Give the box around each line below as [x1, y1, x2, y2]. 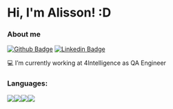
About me [7, 30, 41, 39]
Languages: [7, 79, 48, 88]
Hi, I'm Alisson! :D [7, 5, 112, 21]
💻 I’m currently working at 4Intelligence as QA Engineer [7, 59, 167, 67]
